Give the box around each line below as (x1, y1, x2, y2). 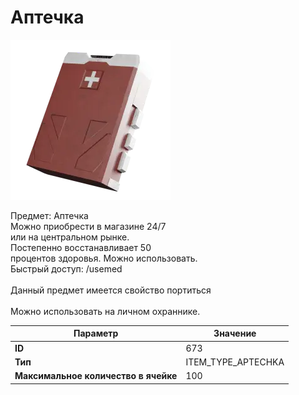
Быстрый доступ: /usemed (10, 262, 123, 275)
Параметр (73, 327, 119, 340)
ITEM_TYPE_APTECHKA (185, 356, 285, 368)
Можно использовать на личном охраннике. (10, 305, 201, 317)
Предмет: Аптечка (10, 209, 89, 221)
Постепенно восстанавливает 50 (10, 241, 152, 253)
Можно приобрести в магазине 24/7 (10, 220, 167, 232)
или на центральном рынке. (10, 231, 130, 243)
